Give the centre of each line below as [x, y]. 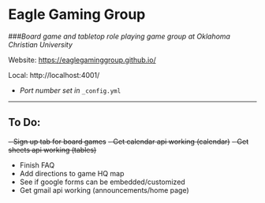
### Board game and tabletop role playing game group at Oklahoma [119, 36]
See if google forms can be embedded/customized [102, 182]
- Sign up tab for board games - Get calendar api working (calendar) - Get [129, 141]
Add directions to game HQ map [72, 173]
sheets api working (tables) [52, 149]
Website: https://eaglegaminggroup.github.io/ [82, 60]
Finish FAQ [37, 165]
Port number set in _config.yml [70, 90]
